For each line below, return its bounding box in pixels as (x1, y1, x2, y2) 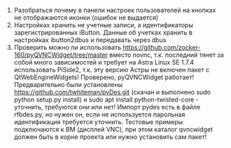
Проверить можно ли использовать (13, 43, 122, 51)
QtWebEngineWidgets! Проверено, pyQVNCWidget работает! (13, 73, 195, 81)
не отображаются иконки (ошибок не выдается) (13, 13, 159, 22)
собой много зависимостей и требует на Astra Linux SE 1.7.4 (13, 58, 195, 66)
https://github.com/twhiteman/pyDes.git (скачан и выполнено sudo (13, 88, 211, 96)
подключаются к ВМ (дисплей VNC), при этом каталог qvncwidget (13, 126, 213, 133)
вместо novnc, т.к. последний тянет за (109, 51, 224, 59)
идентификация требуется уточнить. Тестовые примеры (13, 118, 183, 126)
